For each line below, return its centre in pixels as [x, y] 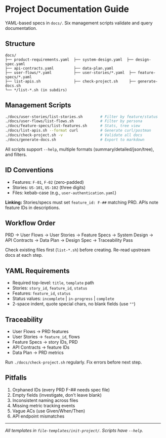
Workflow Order [30, 223]
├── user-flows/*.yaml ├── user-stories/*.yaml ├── [70, 73]
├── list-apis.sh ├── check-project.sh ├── [70, 81]
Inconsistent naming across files [45, 400]
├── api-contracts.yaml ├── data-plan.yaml [59, 68]
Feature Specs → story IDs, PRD [45, 342]
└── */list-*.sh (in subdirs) [36, 90]
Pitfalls [16, 378]
